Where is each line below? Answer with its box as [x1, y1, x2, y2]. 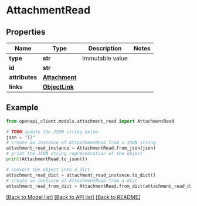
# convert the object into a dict [6, 167, 91, 173]
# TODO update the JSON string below [6, 129, 98, 135]
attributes [9, 73, 37, 81]
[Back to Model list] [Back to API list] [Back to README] [6, 194, 141, 201]
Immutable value [81, 54, 128, 62]
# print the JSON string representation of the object [6, 151, 143, 157]
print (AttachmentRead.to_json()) [6, 156, 88, 162]
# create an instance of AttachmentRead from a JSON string [6, 140, 157, 146]
